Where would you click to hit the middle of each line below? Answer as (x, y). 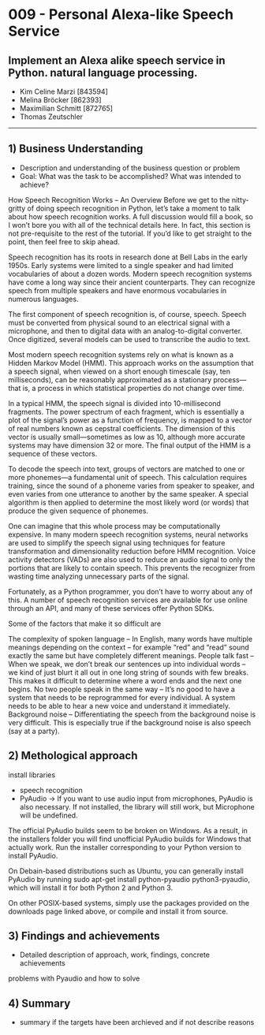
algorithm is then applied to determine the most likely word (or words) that (129, 502)
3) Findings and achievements (84, 936)
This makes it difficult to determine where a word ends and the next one (125, 680)
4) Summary (39, 1003)
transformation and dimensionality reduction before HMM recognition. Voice (132, 551)
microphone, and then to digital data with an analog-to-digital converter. (125, 331)
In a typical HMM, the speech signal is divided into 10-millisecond (114, 403)
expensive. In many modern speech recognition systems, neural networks (128, 534)
